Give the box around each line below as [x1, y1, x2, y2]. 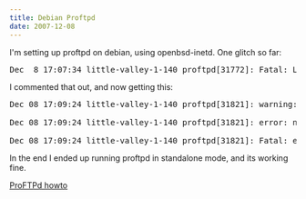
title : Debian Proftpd [9, 13, 96, 23]
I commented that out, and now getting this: [9, 81, 173, 92]
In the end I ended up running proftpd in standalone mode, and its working [9, 152, 289, 164]
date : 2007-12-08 [9, 22, 76, 31]
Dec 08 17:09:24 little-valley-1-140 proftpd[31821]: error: [9, 117, 289, 127]
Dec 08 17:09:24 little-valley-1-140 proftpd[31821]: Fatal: [9, 135, 289, 145]
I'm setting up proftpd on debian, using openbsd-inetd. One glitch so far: [9, 46, 282, 57]
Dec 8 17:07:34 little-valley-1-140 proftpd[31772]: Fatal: [9, 65, 289, 75]
